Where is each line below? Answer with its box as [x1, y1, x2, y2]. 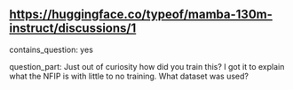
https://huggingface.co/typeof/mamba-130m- [9, 7, 273, 22]
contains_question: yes [9, 44, 93, 55]
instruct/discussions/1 [9, 21, 137, 36]
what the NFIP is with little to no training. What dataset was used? [9, 71, 249, 81]
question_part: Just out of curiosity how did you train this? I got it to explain [9, 61, 285, 71]
